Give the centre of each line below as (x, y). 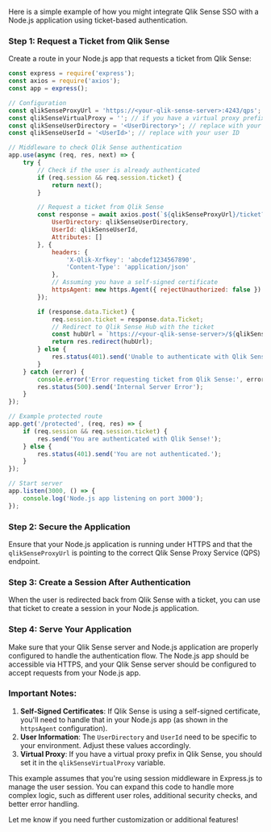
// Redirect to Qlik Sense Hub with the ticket (133, 327)
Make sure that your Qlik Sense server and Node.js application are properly (133, 647)
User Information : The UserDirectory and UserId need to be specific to (138, 737)
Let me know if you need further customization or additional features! (124, 819)
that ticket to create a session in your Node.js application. (104, 608)
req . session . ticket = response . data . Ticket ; (127, 319)
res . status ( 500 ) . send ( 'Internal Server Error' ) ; (121, 387)
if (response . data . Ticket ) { (86, 311)
